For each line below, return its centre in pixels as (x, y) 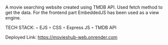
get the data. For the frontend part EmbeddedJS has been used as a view (82, 12)
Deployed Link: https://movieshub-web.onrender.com (62, 37)
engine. (13, 18)
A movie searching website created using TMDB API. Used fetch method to (84, 7)
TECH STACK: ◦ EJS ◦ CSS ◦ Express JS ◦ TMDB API (61, 27)
